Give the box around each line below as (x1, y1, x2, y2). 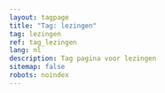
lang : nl (9, 46, 42, 55)
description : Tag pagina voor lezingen (9, 54, 157, 63)
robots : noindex (9, 71, 69, 80)
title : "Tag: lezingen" (9, 21, 98, 30)
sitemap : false (9, 63, 66, 72)
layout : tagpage (9, 12, 69, 22)
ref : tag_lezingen (9, 37, 77, 47)
